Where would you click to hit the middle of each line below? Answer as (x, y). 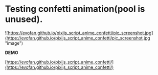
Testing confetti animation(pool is (75, 9)
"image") (14, 43)
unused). (24, 19)
